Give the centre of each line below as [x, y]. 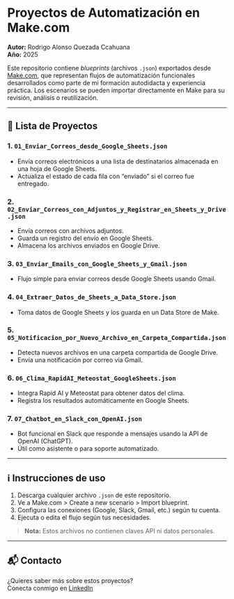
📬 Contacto [34, 560]
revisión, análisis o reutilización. [53, 97]
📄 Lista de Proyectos [53, 126]
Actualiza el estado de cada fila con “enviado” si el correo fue [106, 176]
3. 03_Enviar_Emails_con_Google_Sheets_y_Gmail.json [97, 263]
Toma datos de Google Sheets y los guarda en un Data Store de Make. [118, 312]
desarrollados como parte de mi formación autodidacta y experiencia [106, 82]
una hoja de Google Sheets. [57, 168]
